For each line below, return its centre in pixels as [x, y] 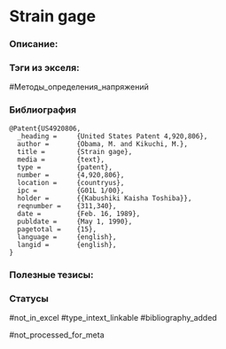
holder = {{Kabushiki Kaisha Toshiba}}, [105, 198]
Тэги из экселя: [44, 68]
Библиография [43, 110]
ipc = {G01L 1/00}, [71, 190]
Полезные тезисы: [52, 275]
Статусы [29, 299]
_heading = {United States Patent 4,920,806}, [113, 136]
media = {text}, [61, 159]
